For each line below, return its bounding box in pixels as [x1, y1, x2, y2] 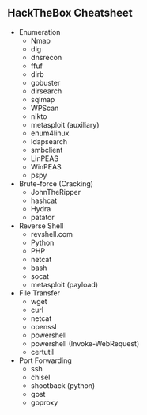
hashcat [30, 196, 57, 205]
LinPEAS [30, 154, 59, 163]
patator [30, 212, 55, 222]
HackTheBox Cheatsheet [7, 6, 133, 20]
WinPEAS [30, 162, 62, 171]
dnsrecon [30, 52, 62, 62]
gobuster [30, 78, 61, 87]
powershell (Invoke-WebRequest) [30, 338, 140, 348]
